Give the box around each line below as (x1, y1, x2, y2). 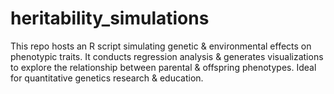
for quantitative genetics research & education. (10, 72, 204, 84)
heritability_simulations (10, 7, 210, 30)
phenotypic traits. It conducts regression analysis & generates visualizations (10, 50, 324, 62)
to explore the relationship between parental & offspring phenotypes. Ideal (10, 61, 317, 73)
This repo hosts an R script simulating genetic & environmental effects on (10, 40, 312, 52)
